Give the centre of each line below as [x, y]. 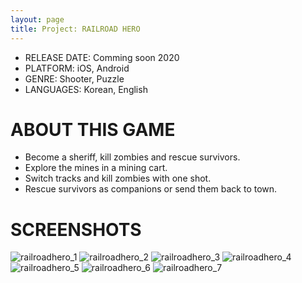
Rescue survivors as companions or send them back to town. [151, 189]
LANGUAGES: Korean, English [86, 89]
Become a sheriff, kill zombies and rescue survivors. [132, 157]
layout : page [37, 19]
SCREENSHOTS [76, 229]
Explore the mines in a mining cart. [96, 168]
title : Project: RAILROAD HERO [75, 29]
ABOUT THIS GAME [93, 129]
